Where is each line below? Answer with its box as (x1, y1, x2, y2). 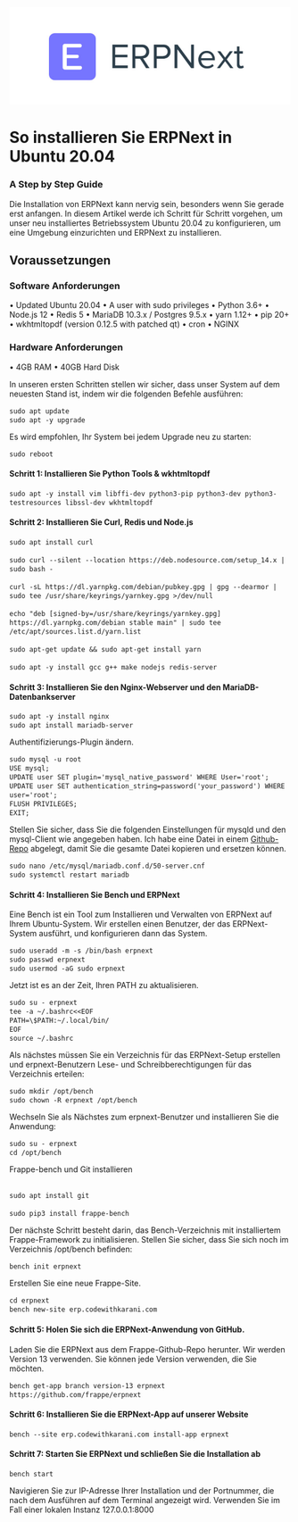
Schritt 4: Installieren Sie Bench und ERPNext (9, 889, 180, 900)
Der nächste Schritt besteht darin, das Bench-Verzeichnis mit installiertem (9, 1225, 281, 1235)
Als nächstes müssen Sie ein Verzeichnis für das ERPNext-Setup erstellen (9, 1050, 281, 1060)
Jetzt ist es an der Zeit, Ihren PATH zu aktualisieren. (9, 980, 199, 991)
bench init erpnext (9, 1262, 82, 1271)
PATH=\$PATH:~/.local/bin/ (9, 1016, 110, 1026)
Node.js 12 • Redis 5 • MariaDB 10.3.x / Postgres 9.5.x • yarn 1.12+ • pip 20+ (9, 310, 290, 320)
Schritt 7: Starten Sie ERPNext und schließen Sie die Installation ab (9, 1449, 261, 1460)
